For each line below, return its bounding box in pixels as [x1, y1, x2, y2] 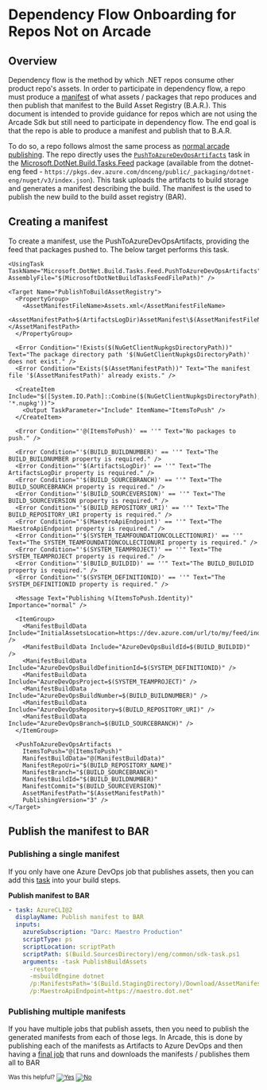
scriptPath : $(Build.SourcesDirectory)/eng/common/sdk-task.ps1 [22, 950, 240, 958]
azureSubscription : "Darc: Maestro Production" [22, 928, 183, 936]
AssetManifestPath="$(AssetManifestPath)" [22, 789, 165, 797]
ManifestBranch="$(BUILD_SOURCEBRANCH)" [22, 768, 158, 777]
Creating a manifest [8, 215, 109, 228]
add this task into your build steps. [8, 875, 122, 885]
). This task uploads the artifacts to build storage [90, 175, 249, 185]
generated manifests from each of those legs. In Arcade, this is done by [8, 1033, 243, 1042]
